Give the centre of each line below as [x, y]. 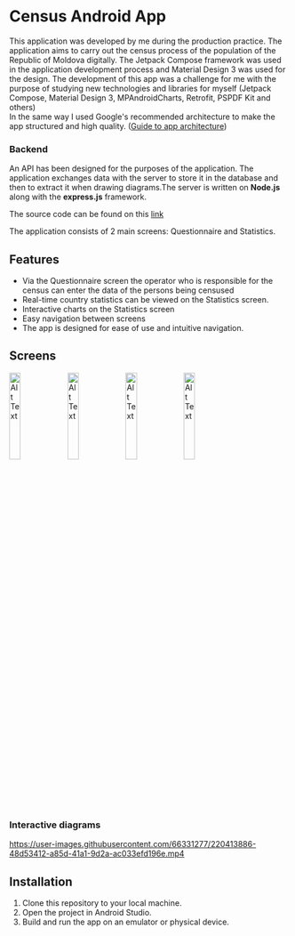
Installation [41, 881]
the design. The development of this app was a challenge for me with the [143, 78]
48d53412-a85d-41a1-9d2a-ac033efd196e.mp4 [97, 854]
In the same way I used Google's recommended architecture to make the [142, 117]
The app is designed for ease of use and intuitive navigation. [133, 328]
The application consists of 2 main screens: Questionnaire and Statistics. [143, 231]
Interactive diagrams [55, 825]
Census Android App [88, 16]
